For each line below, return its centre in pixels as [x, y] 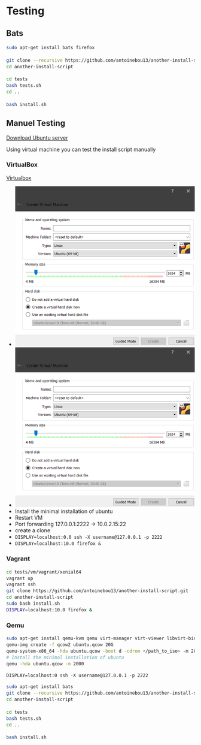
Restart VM [29, 518]
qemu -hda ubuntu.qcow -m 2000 [45, 663]
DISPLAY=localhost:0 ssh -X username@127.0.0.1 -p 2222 [77, 675]
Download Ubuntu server [37, 138]
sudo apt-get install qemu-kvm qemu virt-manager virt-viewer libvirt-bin [101, 639]
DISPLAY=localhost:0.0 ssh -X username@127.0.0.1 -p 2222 [89, 538]
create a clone [33, 530]
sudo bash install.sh [33, 604]
